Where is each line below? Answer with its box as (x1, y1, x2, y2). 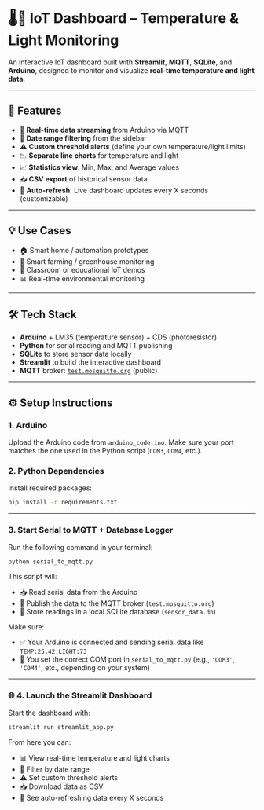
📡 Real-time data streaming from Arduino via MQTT (19, 125, 189, 134)
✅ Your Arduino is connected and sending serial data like (19, 637, 204, 647)
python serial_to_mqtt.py (8, 558, 93, 566)
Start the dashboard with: (8, 708, 90, 717)
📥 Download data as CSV (19, 782, 104, 791)
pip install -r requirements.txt (8, 499, 118, 507)
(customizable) (19, 193, 68, 203)
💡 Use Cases (8, 224, 72, 237)
